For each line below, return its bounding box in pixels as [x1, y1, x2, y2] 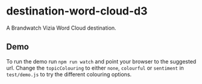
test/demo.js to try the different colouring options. [6, 71, 132, 78]
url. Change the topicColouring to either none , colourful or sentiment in [6, 64, 184, 71]
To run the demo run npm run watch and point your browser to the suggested [6, 57, 197, 65]
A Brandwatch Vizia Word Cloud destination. [6, 24, 116, 31]
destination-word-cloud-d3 [6, 4, 148, 18]
